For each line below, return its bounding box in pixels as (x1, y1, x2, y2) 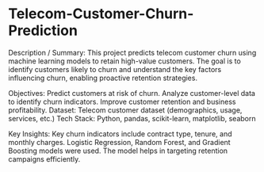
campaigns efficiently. (8, 154, 81, 163)
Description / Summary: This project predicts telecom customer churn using (8, 48, 257, 57)
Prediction (8, 21, 78, 40)
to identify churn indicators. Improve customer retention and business (8, 97, 236, 106)
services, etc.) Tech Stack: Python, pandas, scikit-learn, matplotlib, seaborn (8, 113, 256, 123)
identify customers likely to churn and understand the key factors (8, 64, 222, 74)
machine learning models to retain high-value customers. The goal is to (8, 56, 242, 66)
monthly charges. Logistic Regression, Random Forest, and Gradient (8, 137, 231, 147)
